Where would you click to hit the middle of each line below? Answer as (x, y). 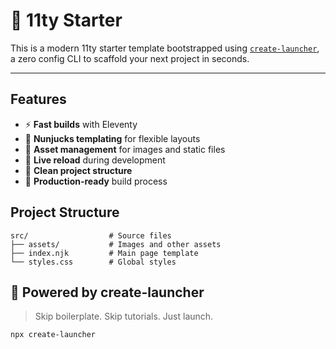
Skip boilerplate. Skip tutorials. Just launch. (124, 316)
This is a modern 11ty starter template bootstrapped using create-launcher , (165, 48)
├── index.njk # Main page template (104, 253)
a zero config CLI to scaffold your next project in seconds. (130, 58)
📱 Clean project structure (78, 170)
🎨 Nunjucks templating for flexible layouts (112, 138)
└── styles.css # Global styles (93, 262)
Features (38, 99)
